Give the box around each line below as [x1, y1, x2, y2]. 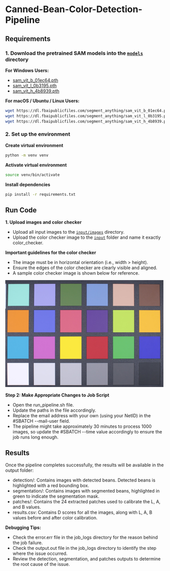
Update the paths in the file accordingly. [12, 407, 96, 413]
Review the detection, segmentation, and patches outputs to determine [12, 556, 161, 562]
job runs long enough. [12, 434, 59, 440]
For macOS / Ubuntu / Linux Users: [5, 98, 80, 104]
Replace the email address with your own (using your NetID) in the [12, 412, 151, 418]
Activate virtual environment [5, 162, 67, 168]
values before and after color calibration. [12, 515, 98, 521]
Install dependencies [5, 181, 51, 188]
